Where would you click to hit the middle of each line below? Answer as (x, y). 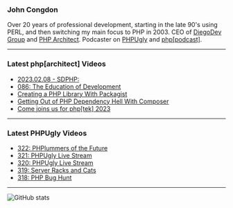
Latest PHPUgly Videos (47, 133)
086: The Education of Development (69, 86)
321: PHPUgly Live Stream (54, 155)
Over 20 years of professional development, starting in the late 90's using (113, 25)
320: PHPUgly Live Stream (55, 163)
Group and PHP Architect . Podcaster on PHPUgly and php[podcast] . (105, 40)
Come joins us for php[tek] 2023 (64, 108)
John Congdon (33, 10)
